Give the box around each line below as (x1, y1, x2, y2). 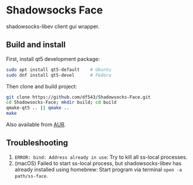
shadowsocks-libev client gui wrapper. (6, 23, 100, 30)
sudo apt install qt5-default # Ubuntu (6, 67, 111, 73)
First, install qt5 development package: (6, 55, 100, 62)
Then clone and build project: (6, 83, 77, 90)
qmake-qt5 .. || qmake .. (6, 105, 69, 111)
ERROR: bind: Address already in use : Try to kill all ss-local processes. (14, 153, 188, 160)
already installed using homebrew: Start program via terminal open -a (14, 166, 182, 173)
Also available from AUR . (6, 121, 66, 128)
